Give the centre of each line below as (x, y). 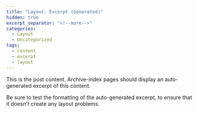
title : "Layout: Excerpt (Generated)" (55, 12)
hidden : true (22, 17)
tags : (13, 46)
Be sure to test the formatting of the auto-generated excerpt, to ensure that (99, 97)
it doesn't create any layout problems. (53, 103)
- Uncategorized (32, 40)
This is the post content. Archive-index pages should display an (85, 79)
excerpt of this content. (62, 85)
